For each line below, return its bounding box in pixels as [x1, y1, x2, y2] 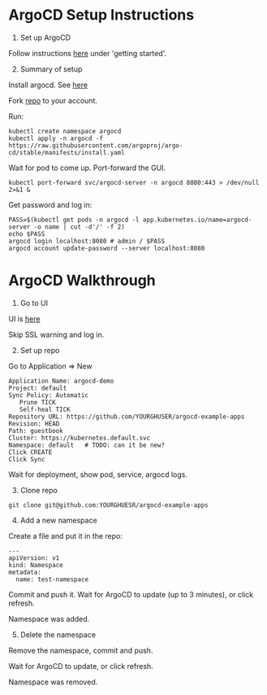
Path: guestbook [8, 426, 63, 435]
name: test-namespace [15, 575, 89, 584]
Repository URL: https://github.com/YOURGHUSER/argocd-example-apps [8, 413, 245, 421]
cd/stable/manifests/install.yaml [8, 148, 126, 156]
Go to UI [19, 298, 49, 308]
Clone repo [19, 485, 58, 495]
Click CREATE [8, 448, 53, 457]
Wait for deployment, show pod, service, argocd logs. [8, 470, 188, 479]
